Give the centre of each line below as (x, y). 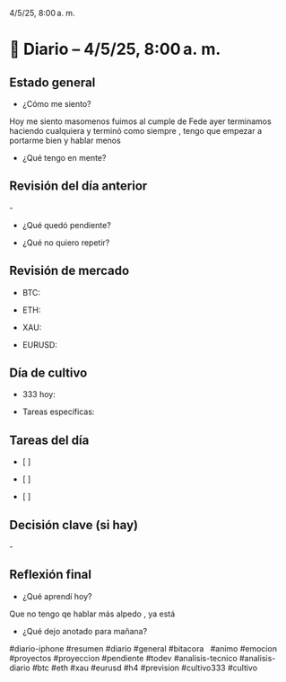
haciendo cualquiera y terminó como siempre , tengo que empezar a (136, 131)
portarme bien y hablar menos (65, 140)
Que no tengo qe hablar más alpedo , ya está (92, 614)
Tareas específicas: (58, 412)
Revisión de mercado (69, 271)
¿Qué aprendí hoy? (57, 596)
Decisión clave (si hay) (74, 525)
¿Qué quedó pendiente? (67, 225)
